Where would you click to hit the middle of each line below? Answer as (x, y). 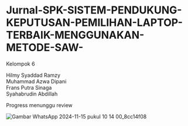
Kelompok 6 (20, 64)
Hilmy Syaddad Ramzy (33, 75)
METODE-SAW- (45, 48)
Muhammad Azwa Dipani (36, 81)
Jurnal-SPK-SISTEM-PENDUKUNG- (94, 10)
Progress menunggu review (40, 105)
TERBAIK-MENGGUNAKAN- (75, 35)
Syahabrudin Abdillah (32, 94)
